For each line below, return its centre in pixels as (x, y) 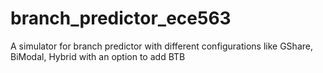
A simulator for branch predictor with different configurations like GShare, (161, 46)
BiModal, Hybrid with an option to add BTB (98, 56)
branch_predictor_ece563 (121, 18)
